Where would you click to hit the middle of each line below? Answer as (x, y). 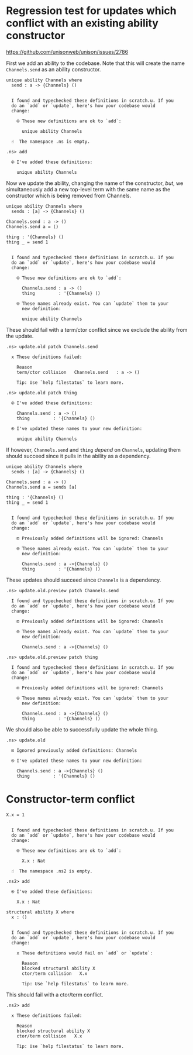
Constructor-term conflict (70, 799)
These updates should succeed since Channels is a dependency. (84, 580)
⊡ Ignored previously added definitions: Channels (74, 750)
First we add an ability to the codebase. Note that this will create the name (96, 63)
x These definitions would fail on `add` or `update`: (85, 953)
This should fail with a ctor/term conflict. (55, 994)
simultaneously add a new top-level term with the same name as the (88, 189)
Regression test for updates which (91, 11)
